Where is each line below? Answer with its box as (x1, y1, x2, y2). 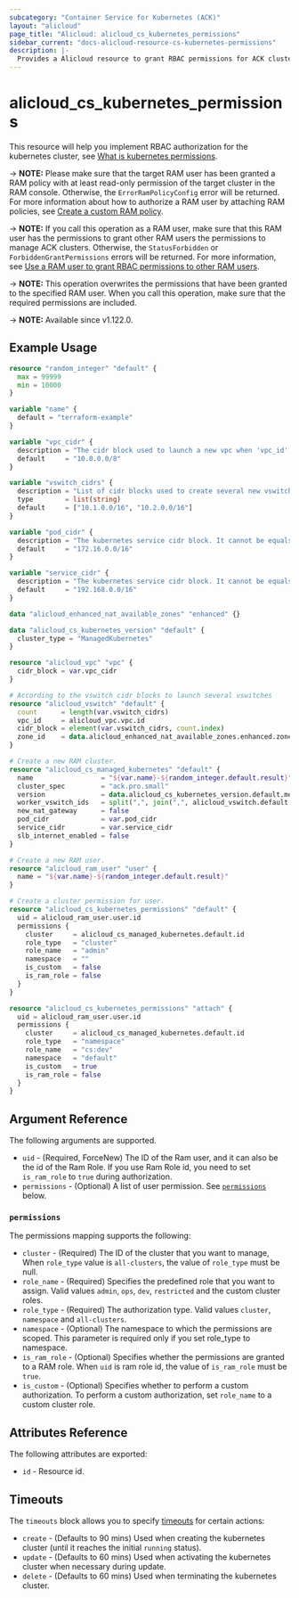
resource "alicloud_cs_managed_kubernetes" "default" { (9, 765, 221, 774)
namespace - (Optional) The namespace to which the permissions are (21, 1323, 273, 1334)
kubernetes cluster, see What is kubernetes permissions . (9, 151, 218, 161)
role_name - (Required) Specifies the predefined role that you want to (21, 1276, 276, 1287)
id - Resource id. (21, 1466, 85, 1477)
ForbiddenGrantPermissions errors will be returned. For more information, (9, 251, 277, 262)
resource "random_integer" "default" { (9, 364, 158, 373)
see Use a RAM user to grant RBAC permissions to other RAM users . (9, 260, 260, 272)
